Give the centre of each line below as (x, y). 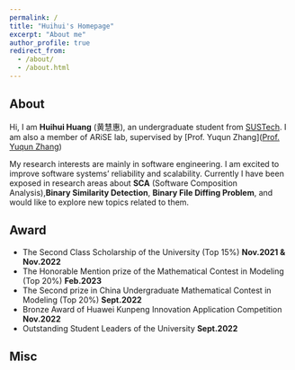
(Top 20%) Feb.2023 (62, 280)
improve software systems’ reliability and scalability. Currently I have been (147, 173)
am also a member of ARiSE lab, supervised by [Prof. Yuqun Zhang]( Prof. (145, 137)
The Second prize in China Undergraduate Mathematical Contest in (147, 290)
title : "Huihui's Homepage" (62, 26)
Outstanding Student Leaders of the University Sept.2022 (130, 328)
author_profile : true (50, 43)
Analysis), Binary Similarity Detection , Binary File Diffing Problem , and (141, 192)
